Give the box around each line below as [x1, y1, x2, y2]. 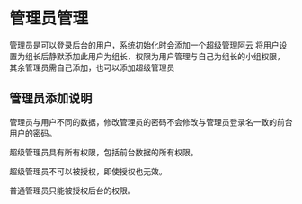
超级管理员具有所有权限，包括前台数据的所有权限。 [9, 146, 199, 157]
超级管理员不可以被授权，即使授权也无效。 [9, 165, 167, 176]
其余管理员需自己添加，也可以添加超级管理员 [9, 62, 175, 73]
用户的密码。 [9, 128, 57, 138]
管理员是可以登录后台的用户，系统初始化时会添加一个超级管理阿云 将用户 [9, 40, 280, 50]
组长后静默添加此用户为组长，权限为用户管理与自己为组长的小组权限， [24, 50, 285, 61]
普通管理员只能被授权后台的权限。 [9, 185, 136, 196]
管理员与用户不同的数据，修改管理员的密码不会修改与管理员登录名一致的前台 [9, 116, 293, 127]
